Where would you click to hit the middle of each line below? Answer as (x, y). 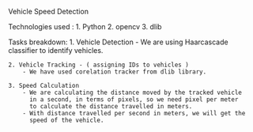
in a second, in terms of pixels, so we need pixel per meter (134, 100)
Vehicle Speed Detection (49, 11)
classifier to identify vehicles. (56, 50)
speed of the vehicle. (66, 120)
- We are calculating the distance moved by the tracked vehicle (132, 92)
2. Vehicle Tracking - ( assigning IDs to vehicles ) (99, 65)
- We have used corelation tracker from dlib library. (115, 72)
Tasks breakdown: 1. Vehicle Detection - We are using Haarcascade (118, 42)
